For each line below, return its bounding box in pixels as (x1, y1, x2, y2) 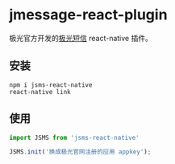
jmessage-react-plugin (9, 6, 168, 24)
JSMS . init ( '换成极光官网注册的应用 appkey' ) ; (9, 148, 152, 156)
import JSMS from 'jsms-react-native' (9, 133, 140, 141)
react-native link (9, 88, 71, 96)
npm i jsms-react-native (9, 80, 93, 89)
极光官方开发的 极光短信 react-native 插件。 (9, 33, 152, 43)
